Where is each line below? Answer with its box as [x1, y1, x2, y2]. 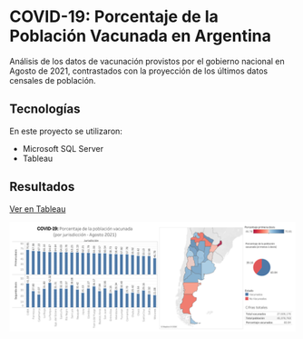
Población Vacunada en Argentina [9, 25, 272, 46]
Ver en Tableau [9, 203, 66, 214]
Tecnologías [9, 102, 81, 117]
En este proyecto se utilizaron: [9, 125, 122, 136]
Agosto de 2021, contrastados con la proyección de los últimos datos [9, 65, 269, 76]
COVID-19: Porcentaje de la [9, 6, 220, 27]
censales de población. [9, 75, 97, 85]
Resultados [9, 179, 75, 194]
